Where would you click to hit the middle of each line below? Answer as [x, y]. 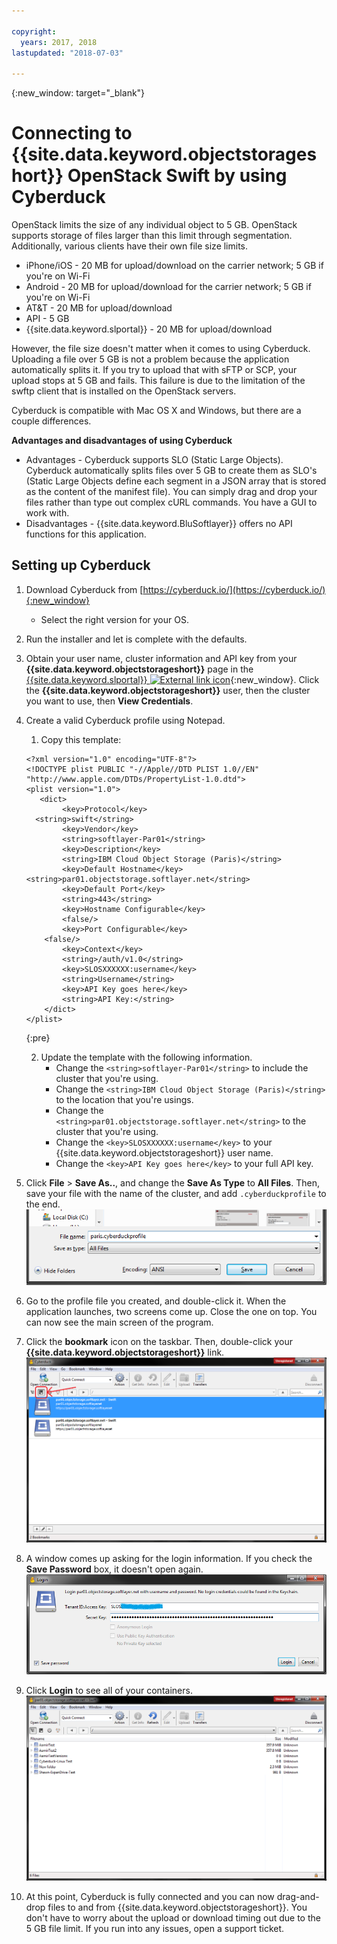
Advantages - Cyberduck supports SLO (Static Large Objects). [154, 460]
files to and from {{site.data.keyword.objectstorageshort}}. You [177, 1907]
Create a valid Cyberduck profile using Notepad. [125, 720]
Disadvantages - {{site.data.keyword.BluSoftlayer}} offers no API [159, 524]
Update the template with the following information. [146, 1057]
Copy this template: [81, 739]
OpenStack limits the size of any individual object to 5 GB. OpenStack [154, 225]
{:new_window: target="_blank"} [78, 93]
